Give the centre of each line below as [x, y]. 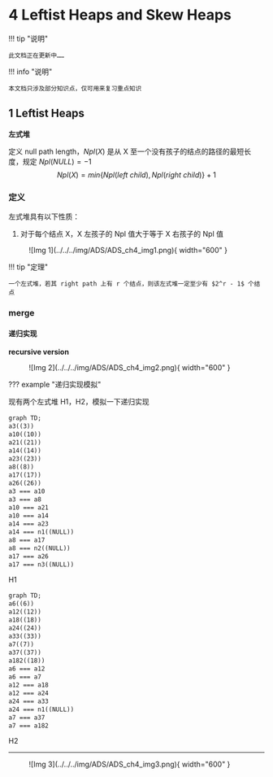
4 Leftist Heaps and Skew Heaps [120, 15]
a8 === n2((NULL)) [39, 548]
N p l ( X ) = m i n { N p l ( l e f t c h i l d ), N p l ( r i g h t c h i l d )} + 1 [136, 175]
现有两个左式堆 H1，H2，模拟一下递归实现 [79, 402]
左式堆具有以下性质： [44, 216]
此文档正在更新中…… [37, 55]
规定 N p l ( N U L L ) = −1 [57, 161]
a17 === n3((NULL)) [41, 565]
